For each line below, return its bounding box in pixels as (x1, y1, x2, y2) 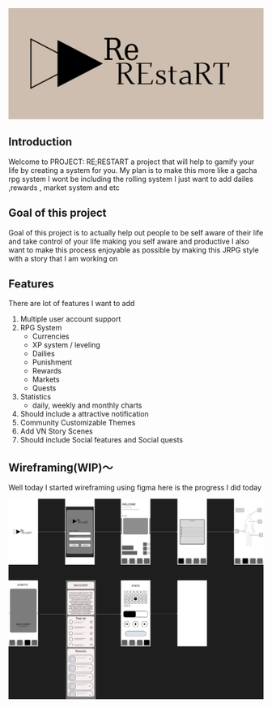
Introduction (8, 135, 73, 149)
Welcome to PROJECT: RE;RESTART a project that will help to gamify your (8, 157, 255, 166)
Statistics (19, 392, 52, 402)
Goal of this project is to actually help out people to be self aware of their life (8, 227, 264, 237)
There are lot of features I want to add (8, 299, 135, 309)
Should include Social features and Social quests (19, 435, 184, 445)
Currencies (32, 331, 70, 341)
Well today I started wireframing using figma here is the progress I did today (8, 483, 261, 493)
